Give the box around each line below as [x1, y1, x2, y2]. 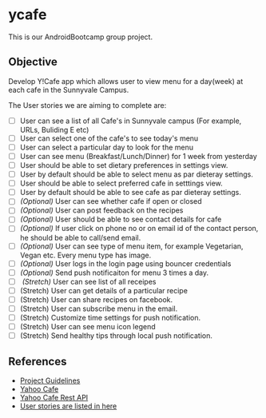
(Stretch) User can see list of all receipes [22, 277, 157, 286]
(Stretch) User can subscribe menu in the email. [19, 304, 178, 313]
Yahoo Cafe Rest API [19, 392, 89, 402]
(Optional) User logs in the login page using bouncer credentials [19, 258, 232, 269]
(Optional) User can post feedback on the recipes [19, 205, 184, 215]
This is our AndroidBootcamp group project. [8, 32, 153, 42]
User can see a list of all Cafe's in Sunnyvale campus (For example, [19, 116, 242, 125]
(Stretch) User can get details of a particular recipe [19, 285, 188, 295]
